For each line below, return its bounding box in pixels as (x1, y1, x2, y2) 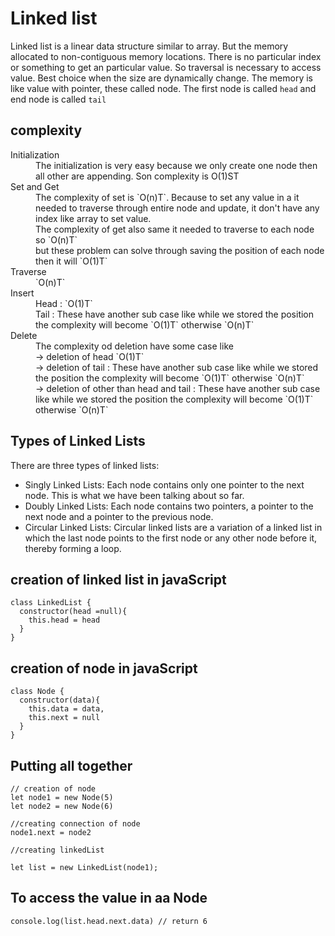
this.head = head (28, 615, 101, 626)
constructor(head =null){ (19, 607, 128, 617)
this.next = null (28, 713, 101, 723)
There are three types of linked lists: (10, 459, 160, 471)
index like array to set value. (35, 212, 152, 224)
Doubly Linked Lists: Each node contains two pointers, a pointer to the (24, 500, 314, 512)
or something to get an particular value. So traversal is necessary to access (10, 61, 322, 73)
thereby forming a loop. (24, 542, 122, 554)
